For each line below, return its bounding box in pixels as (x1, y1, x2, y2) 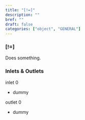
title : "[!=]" (5, 7, 36, 13)
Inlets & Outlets (5, 67, 44, 75)
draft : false (5, 21, 33, 27)
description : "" (5, 12, 40, 17)
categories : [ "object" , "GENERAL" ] (5, 27, 81, 32)
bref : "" (5, 17, 24, 22)
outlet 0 (5, 99, 22, 105)
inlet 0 (5, 79, 19, 85)
